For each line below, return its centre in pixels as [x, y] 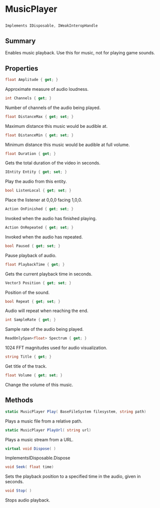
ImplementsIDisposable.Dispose [38, 458]
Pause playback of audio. [31, 255]
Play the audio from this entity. [36, 182]
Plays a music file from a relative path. [44, 421]
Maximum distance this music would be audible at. [56, 126]
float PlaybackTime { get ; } [35, 264]
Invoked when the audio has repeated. [44, 237]
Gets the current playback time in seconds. [49, 274]
